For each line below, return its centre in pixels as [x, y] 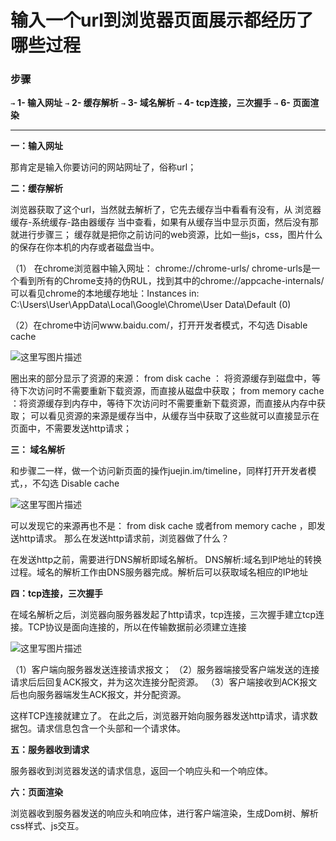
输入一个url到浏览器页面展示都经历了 [162, 20]
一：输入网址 [36, 146]
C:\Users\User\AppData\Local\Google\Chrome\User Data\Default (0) [151, 305]
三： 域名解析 [38, 450]
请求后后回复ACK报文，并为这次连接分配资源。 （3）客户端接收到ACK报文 [164, 682]
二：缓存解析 [36, 188]
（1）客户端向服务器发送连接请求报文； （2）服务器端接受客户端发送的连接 [165, 670]
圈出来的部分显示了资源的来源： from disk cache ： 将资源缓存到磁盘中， [161, 378]
